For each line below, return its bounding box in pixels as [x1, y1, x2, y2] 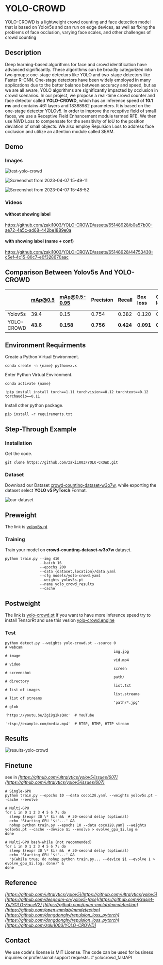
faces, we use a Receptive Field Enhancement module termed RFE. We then [5, 113, 157, 119]
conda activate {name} [5, 381, 51, 386]
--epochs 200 [39, 565, 66, 570]
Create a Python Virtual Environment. [5, 354, 79, 360]
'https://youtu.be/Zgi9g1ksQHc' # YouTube [5, 712, 95, 718]
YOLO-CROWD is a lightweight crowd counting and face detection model [5, 19, 151, 25]
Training [5, 536, 25, 543]
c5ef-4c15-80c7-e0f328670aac [5, 254, 69, 260]
